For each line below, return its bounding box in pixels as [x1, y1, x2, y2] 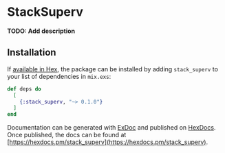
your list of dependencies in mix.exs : [7, 72, 111, 80]
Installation [7, 47, 56, 58]
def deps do [7, 85, 41, 93]
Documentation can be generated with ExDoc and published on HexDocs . [7, 123, 216, 132]
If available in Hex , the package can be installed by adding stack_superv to [7, 64, 219, 73]
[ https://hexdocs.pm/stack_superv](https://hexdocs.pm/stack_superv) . [7, 138, 208, 146]
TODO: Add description [7, 27, 76, 35]
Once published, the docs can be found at [7, 131, 127, 139]
